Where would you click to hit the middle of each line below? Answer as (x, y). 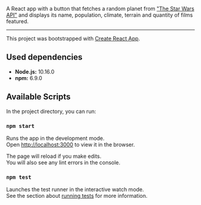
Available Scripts (38, 97)
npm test (19, 177)
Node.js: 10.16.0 (35, 72)
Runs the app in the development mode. (55, 138)
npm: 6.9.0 (28, 78)
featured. (17, 21)
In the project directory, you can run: (51, 111)
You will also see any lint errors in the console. (63, 162)
